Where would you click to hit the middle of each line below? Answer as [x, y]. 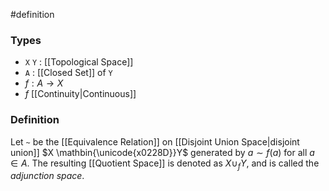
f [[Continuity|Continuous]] [80, 94]
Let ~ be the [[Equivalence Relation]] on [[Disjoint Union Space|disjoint [155, 141]
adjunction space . [47, 176]
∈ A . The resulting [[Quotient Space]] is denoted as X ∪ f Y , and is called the [165, 164]
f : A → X [44, 83]
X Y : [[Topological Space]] [79, 62]
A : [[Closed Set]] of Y [68, 73]
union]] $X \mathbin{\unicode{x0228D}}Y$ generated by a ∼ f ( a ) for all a [162, 152]
